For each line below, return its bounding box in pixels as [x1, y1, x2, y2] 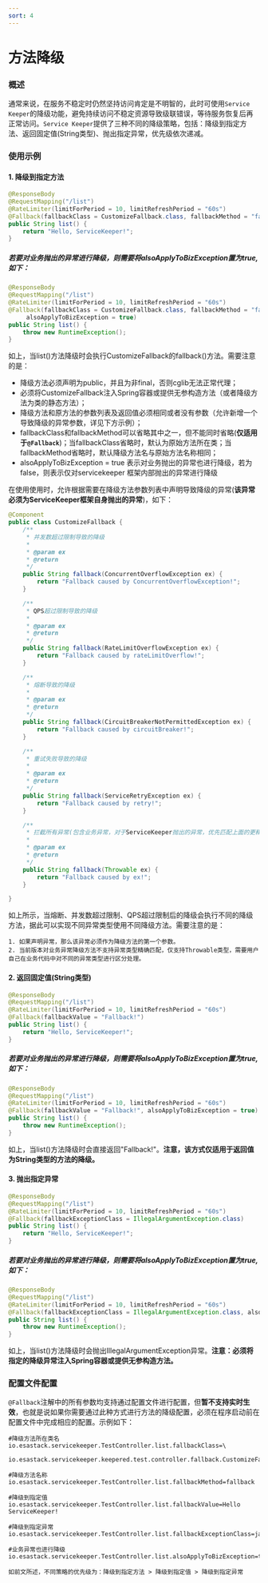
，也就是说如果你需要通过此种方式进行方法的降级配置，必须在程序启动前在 [15, 1407, 260, 1417]
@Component [8, 511, 45, 519]
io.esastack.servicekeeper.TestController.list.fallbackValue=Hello [8, 1501, 241, 1509]
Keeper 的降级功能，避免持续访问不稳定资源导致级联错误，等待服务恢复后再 [8, 109, 254, 118]
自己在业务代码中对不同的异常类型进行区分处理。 [8, 955, 145, 963]
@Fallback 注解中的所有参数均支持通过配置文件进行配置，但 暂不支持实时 [8, 1398, 243, 1407]
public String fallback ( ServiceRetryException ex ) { [22, 792, 202, 800]
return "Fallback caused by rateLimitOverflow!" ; [37, 652, 205, 660]
